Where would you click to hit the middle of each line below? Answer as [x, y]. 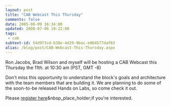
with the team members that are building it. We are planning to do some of [83, 83]
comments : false [22, 19]
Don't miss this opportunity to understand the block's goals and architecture [86, 77]
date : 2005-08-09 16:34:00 [34, 24]
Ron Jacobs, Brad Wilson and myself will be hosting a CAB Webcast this [81, 62]
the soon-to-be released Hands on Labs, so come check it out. [71, 88]
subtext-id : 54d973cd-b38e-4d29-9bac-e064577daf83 [60, 43]
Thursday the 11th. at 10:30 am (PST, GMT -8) [53, 67]
